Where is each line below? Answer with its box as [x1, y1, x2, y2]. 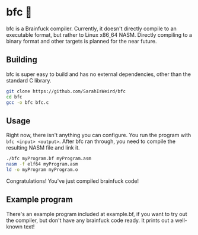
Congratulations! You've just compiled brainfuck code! [6, 177, 139, 185]
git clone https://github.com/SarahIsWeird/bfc [6, 88, 126, 94]
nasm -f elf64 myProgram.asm [6, 161, 78, 167]
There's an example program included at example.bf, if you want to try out [6, 210, 188, 217]
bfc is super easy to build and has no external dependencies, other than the [6, 71, 191, 78]
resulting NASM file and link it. [6, 144, 80, 151]
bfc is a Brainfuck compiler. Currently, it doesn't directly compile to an [6, 25, 177, 32]
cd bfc [6, 94, 23, 100]
